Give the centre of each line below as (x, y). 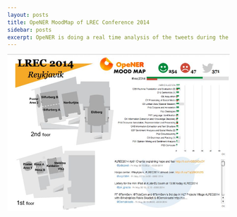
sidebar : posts (30, 30)
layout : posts (28, 15)
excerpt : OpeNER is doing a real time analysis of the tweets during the (118, 37)
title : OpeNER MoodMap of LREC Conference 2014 (79, 22)
